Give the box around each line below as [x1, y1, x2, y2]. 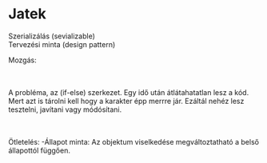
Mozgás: [8, 55, 38, 65]
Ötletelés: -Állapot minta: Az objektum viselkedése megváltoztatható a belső [8, 137, 260, 146]
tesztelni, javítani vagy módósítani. [8, 105, 122, 114]
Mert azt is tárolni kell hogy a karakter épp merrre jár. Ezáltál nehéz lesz [8, 96, 245, 105]
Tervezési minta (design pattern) [8, 39, 116, 49]
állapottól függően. [8, 145, 70, 155]
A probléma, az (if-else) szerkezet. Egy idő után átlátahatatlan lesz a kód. [8, 87, 249, 97]
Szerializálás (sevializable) [8, 31, 96, 41]
